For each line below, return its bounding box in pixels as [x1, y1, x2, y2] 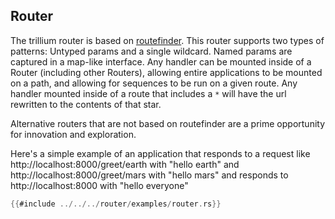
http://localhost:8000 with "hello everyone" [10, 179, 189, 191]
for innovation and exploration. [10, 128, 137, 140]
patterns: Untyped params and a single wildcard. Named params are [10, 45, 293, 57]
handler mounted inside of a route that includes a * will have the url [10, 87, 287, 99]
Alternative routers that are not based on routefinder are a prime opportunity [10, 117, 326, 129]
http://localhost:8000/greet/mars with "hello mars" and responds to [10, 169, 289, 181]
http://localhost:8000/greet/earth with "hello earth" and [10, 158, 240, 170]
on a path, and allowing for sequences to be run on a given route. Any [10, 77, 298, 89]
